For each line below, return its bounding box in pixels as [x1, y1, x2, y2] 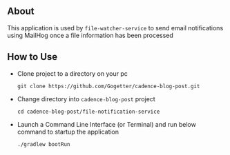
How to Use [7, 51, 58, 63]
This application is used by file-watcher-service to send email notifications [7, 23, 224, 32]
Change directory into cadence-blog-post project [17, 94, 155, 103]
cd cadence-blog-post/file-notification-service [17, 108, 160, 115]
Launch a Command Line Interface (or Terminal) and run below [17, 120, 197, 128]
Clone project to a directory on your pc [17, 69, 128, 78]
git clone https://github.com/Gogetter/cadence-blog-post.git [17, 83, 200, 90]
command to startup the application [17, 127, 119, 136]
